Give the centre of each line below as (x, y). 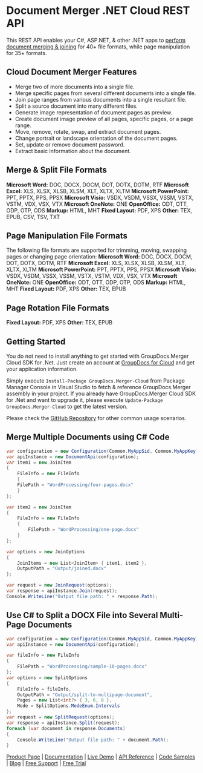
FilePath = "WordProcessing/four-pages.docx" (76, 485)
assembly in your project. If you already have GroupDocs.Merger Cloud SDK (101, 393)
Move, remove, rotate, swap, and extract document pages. (88, 131)
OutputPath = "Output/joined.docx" (62, 569)
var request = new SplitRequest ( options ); (60, 717)
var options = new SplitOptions (47, 678)
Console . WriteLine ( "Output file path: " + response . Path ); (82, 596)
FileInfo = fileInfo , (44, 689)
